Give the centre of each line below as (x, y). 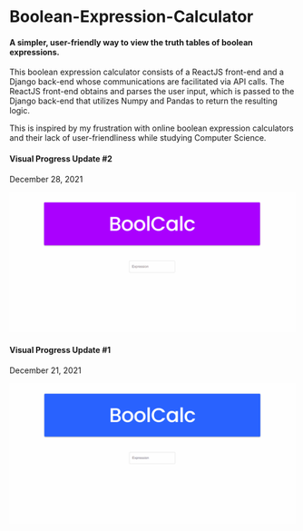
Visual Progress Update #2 (61, 158)
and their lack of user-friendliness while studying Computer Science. (138, 138)
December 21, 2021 (45, 370)
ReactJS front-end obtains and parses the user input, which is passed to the (152, 92)
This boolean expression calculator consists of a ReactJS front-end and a (147, 72)
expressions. (34, 52)
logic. (20, 111)
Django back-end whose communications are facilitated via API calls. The (147, 82)
